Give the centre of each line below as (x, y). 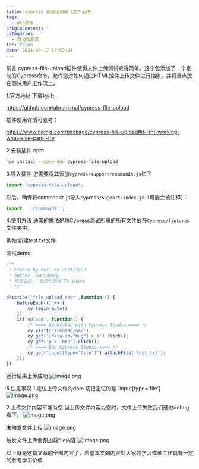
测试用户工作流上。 (34, 83)
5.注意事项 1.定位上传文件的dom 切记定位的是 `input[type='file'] (83, 389)
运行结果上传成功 (27, 376)
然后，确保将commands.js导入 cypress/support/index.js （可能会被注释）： (97, 197)
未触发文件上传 (24, 428)
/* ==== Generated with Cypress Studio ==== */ (87, 325)
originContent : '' (29, 28)
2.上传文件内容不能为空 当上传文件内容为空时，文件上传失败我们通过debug (98, 408)
